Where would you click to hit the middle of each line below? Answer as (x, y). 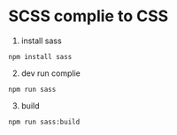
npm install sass (40, 56)
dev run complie (50, 73)
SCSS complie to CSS (88, 16)
